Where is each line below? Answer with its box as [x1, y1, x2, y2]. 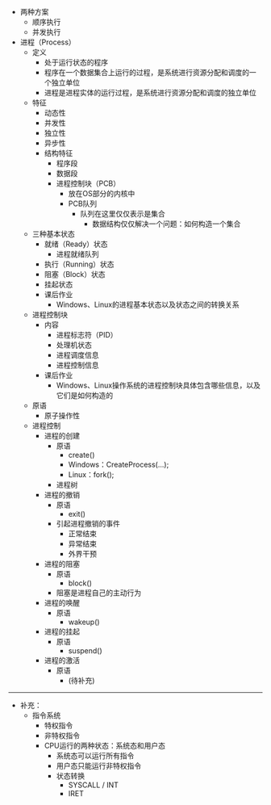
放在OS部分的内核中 [68, 189, 135, 198]
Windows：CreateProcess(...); [68, 459, 169, 469]
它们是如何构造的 [56, 391, 114, 400]
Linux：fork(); [68, 470, 115, 479]
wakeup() [68, 617, 100, 627]
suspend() [68, 646, 102, 656]
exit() [68, 509, 86, 518]
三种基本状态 [31, 229, 75, 238]
